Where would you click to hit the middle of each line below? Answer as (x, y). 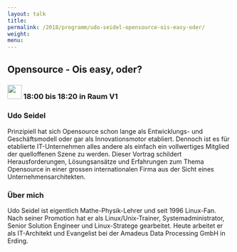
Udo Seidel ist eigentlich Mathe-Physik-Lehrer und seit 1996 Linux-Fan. (112, 211)
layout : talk (27, 14)
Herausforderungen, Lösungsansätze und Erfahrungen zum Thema (106, 162)
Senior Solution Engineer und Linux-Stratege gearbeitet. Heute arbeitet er (115, 226)
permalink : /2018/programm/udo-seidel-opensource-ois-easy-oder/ (106, 27)
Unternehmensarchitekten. (47, 177)
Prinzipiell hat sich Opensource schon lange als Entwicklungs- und (105, 131)
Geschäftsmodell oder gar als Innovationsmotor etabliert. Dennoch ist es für (118, 139)
